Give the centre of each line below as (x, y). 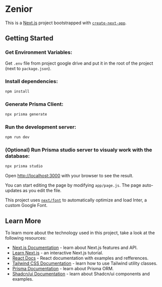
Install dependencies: (32, 81)
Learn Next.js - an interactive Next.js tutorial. (58, 253)
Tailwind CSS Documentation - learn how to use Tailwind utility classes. (85, 263)
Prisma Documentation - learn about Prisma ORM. (63, 269)
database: (17, 156)
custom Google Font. (26, 205)
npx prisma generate (26, 115)
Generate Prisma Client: (34, 104)
